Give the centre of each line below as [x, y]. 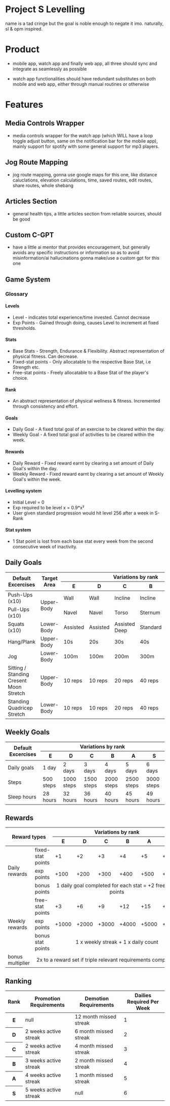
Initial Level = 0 [28, 502]
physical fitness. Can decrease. [45, 356]
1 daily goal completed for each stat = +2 [105, 885]
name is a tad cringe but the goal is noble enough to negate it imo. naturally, [84, 23]
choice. [20, 378]
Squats [16, 624]
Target [50, 578]
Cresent [17, 681]
